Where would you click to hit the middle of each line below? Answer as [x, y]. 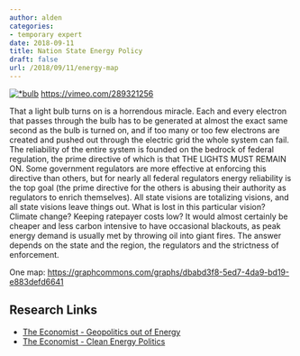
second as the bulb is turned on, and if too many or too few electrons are [145, 130]
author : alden [36, 18]
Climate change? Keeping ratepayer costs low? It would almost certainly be [149, 216]
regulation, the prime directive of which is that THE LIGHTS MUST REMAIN [148, 159]
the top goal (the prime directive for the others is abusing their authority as [148, 187]
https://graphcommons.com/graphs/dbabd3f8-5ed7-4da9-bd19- [168, 272]
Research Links [53, 310]
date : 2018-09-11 [42, 43]
